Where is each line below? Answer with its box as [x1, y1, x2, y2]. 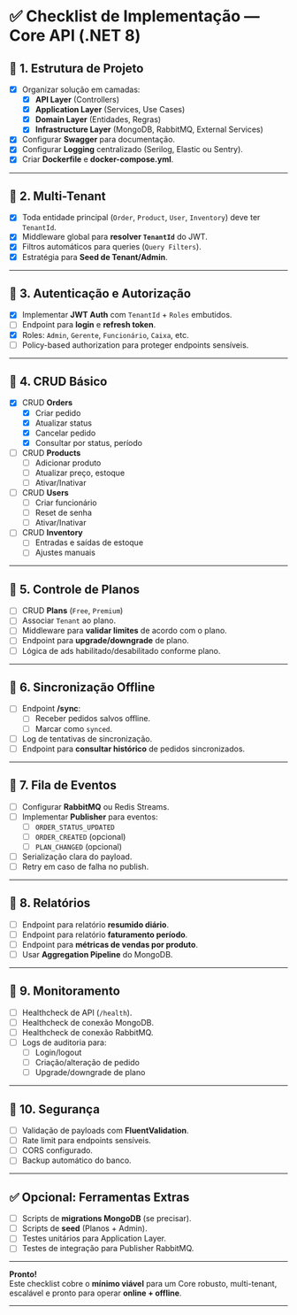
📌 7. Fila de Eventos [9, 778, 117, 793]
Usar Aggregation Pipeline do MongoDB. [21, 949, 173, 959]
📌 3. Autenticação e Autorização [9, 286, 192, 301]
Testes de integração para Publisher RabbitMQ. [21, 1243, 194, 1254]
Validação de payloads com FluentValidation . [21, 1126, 189, 1136]
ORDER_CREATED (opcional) [34, 831, 126, 842]
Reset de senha [34, 507, 93, 519]
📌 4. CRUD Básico [9, 374, 108, 389]
